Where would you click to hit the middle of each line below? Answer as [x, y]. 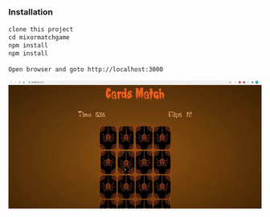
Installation [31, 12]
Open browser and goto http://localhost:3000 [86, 70]
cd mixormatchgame [39, 38]
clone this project [41, 30]
